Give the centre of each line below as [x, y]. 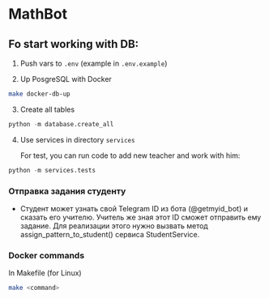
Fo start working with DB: [74, 44]
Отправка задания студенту [67, 191]
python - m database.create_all [61, 124]
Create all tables [47, 109]
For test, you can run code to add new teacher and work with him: [130, 155]
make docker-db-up [39, 94]
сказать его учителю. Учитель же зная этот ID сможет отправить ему [141, 217]
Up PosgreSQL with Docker [66, 79]
